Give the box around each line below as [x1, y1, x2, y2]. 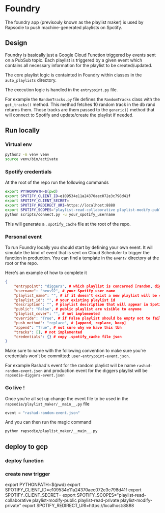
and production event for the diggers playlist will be [43, 368, 148, 374]
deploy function [5, 457, 44, 464]
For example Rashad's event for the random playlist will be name [5, 363, 136, 369]
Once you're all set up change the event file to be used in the [5, 395, 129, 402]
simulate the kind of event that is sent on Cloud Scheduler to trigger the [5, 250, 150, 256]
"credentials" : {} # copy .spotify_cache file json [14, 334, 122, 339]
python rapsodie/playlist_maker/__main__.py [5, 429, 98, 434]
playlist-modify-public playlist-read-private [32, 497, 119, 503]
